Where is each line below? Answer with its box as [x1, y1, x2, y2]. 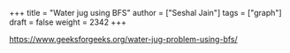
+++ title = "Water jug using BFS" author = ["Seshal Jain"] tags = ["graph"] [9, 8, 282, 18]
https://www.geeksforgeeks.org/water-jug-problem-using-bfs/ [9, 34, 238, 44]
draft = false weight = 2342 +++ [9, 17, 126, 27]
